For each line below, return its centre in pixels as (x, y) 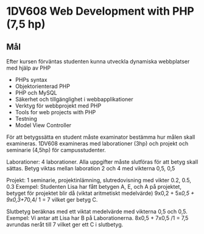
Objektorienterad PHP (42, 86)
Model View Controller (43, 125)
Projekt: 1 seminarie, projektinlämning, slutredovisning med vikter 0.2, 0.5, (99, 180)
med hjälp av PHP (29, 68)
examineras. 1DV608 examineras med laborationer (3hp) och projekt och (97, 144)
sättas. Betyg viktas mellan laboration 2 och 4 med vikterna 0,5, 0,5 (91, 168)
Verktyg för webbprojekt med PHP (58, 106)
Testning (26, 119)
